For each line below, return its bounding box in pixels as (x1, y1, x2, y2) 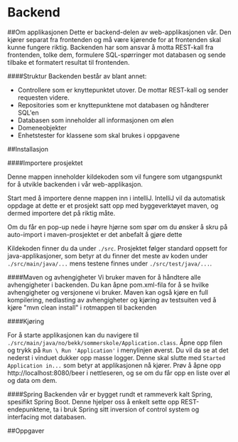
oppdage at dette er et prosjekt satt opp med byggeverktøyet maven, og (7, 201, 219, 210)
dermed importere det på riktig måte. (7, 209, 116, 217)
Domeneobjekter (17, 123, 67, 132)
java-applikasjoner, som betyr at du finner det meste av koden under (7, 251, 208, 260)
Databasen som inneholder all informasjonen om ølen (17, 115, 174, 125)
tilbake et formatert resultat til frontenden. (7, 58, 130, 66)
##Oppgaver (7, 426, 45, 435)
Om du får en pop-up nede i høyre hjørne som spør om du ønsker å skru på (7, 222, 228, 231)
